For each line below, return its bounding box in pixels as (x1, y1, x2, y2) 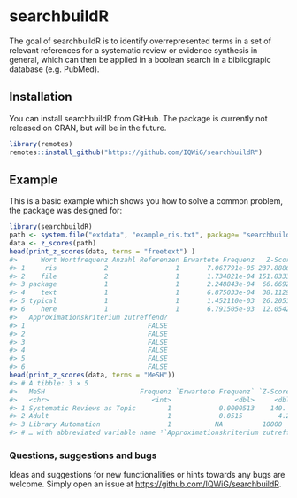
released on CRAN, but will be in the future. (9, 122, 167, 133)
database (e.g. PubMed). (9, 64, 100, 74)
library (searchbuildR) (9, 222, 93, 231)
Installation (9, 89, 72, 105)
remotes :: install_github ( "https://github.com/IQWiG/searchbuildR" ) (9, 148, 263, 157)
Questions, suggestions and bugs (9, 449, 157, 462)
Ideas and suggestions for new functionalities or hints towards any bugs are (9, 470, 286, 480)
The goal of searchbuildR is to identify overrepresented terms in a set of (9, 35, 272, 46)
